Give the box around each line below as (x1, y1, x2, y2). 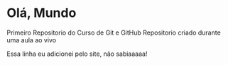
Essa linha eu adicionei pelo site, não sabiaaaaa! (6, 49, 148, 58)
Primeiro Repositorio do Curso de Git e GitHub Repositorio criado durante (6, 28, 221, 37)
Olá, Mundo (6, 5, 77, 21)
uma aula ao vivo (6, 35, 57, 44)
